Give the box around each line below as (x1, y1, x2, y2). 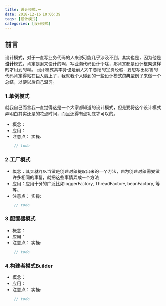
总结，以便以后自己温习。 (5, 79, 57, 85)
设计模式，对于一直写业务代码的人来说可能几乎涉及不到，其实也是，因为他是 (5, 55, 161, 61)
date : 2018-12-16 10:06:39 (5, 12, 61, 17)
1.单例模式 (5, 92, 30, 99)
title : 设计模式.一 (5, 7, 41, 12)
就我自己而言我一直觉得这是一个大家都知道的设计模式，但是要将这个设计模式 (5, 104, 161, 111)
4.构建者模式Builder (5, 262, 53, 269)
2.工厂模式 (5, 156, 31, 163)
